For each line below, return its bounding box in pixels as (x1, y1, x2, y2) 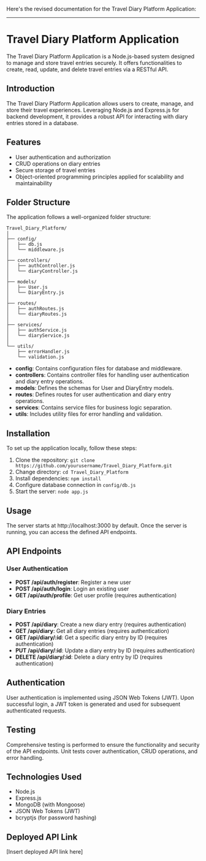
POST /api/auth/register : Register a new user (15, 578, 131, 586)
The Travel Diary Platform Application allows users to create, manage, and (6, 99, 194, 107)
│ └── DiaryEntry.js (6, 289, 64, 296)
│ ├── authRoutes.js (6, 306, 64, 312)
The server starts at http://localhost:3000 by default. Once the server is (6, 522, 187, 529)
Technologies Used (6, 772, 82, 782)
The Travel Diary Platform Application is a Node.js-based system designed (6, 52, 195, 60)
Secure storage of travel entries (15, 166, 96, 174)
